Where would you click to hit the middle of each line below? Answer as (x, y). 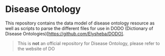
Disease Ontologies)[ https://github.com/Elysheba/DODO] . (65, 33)
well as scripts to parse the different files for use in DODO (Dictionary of (79, 28)
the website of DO (36, 48)
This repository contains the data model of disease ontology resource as (80, 23)
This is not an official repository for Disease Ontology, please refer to (88, 43)
